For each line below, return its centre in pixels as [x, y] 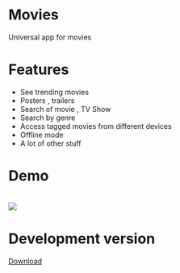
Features [39, 70]
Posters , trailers [47, 100]
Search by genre [48, 118]
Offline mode [42, 134]
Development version [82, 238]
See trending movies [54, 92]
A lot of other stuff [50, 143]
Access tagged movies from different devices [96, 126]
